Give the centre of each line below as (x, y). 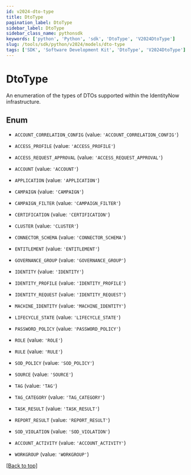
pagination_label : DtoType (39, 22)
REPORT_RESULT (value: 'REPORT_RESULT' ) (62, 420)
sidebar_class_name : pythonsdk (45, 34)
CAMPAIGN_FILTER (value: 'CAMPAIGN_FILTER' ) (67, 203)
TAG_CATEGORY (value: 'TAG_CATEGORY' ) (60, 397)
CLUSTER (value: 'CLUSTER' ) (46, 226)
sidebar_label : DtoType (35, 28)
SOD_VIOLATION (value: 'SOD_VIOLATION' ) (62, 431)
